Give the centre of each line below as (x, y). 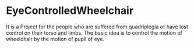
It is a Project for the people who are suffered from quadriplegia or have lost (97, 27)
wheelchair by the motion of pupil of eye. (55, 39)
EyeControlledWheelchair (70, 11)
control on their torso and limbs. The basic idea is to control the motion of (94, 32)
